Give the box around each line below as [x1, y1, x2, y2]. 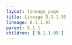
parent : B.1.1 [6, 25, 41, 31]
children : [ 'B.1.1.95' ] [6, 30, 64, 36]
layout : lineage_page [6, 8, 59, 15]
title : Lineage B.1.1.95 [6, 14, 67, 20]
